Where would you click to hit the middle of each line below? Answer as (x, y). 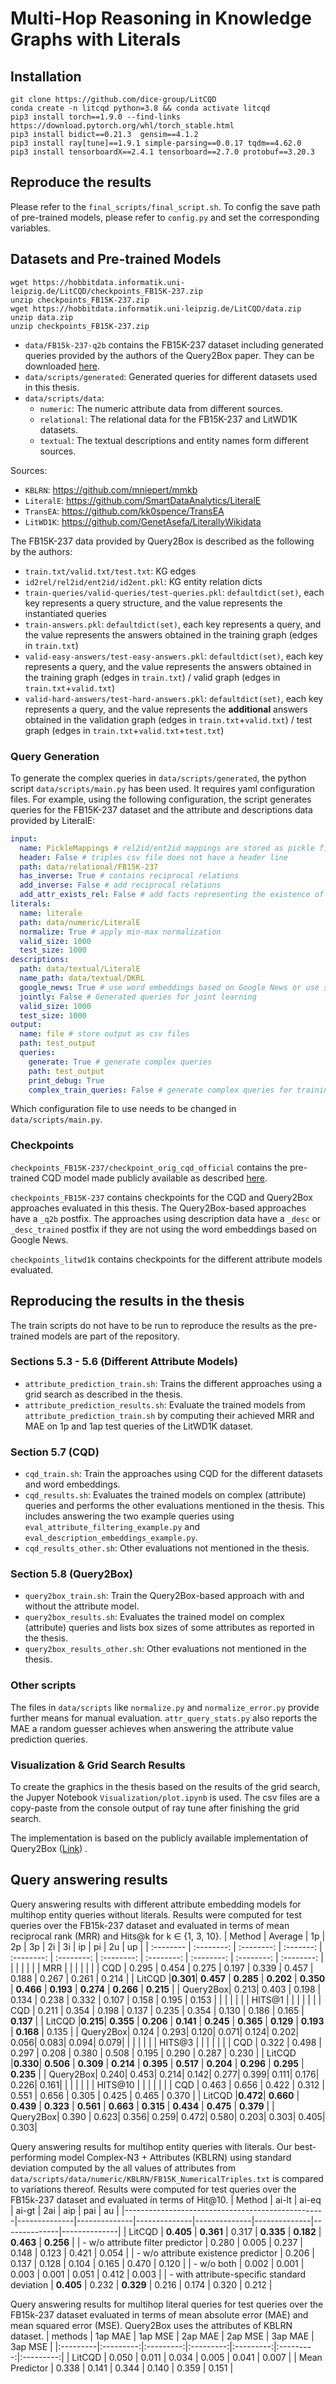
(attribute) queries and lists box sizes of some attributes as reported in (169, 1628)
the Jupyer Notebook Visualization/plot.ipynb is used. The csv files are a (165, 1798)
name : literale (51, 913)
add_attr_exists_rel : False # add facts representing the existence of (172, 895)
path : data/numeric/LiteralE (80, 922)
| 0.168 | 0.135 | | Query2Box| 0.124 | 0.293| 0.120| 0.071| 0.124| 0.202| (155, 2031)
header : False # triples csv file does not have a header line (153, 857)
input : (24, 838)
